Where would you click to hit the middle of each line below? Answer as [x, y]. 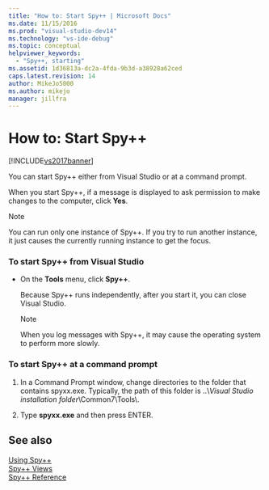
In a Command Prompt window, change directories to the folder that [133, 382]
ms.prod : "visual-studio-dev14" [63, 31]
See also [30, 440]
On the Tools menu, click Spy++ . [75, 279]
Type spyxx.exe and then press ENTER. [86, 415]
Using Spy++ [30, 460]
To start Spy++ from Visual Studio [76, 262]
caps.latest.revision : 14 [52, 76]
